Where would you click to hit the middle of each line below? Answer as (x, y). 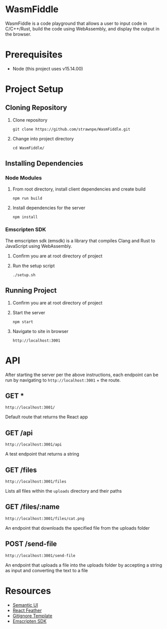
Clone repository (30, 120)
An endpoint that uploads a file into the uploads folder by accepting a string (84, 565)
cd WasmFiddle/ (29, 148)
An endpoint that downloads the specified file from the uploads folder (78, 528)
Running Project (31, 291)
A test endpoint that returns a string (42, 454)
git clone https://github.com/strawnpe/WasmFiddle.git (71, 129)
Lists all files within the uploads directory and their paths (64, 491)
